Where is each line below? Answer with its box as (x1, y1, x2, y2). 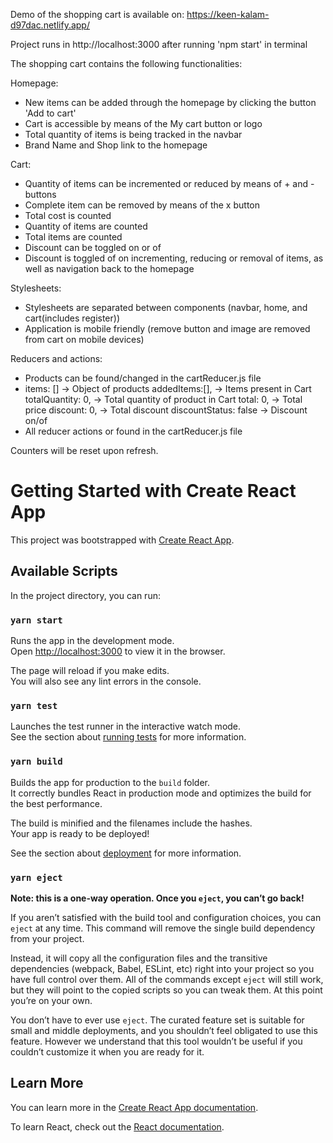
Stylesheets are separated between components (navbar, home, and (24, 302, 308, 313)
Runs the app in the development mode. (10, 635, 175, 647)
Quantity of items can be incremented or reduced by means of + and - (24, 178, 315, 189)
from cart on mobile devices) (24, 334, 145, 345)
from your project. (10, 932, 85, 944)
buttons (24, 189, 57, 200)
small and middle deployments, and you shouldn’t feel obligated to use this (10, 1024, 318, 1036)
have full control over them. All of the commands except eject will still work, (10, 973, 324, 985)
